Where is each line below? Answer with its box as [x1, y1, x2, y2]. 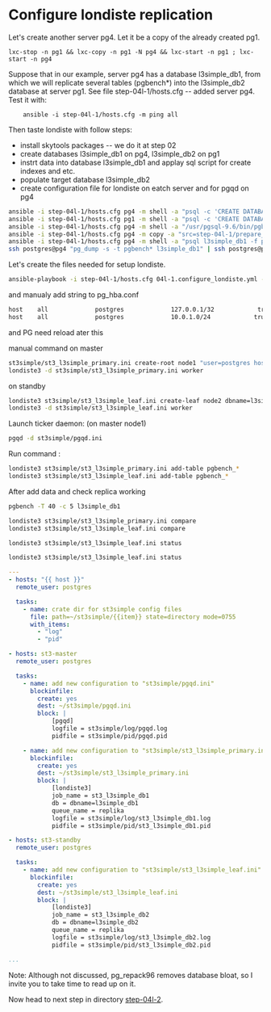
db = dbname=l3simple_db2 [51, 918, 139, 926]
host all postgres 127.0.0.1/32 [8, 305, 215, 314]
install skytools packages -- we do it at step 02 [19, 140, 177, 150]
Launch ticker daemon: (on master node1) [8, 418, 147, 429]
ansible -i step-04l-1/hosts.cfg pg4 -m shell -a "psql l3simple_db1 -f [8, 237, 258, 246]
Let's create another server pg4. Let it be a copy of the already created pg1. [8, 32, 261, 42]
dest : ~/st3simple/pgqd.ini [37, 702, 131, 710]
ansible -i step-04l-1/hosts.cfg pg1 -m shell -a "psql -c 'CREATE [8, 215, 240, 223]
